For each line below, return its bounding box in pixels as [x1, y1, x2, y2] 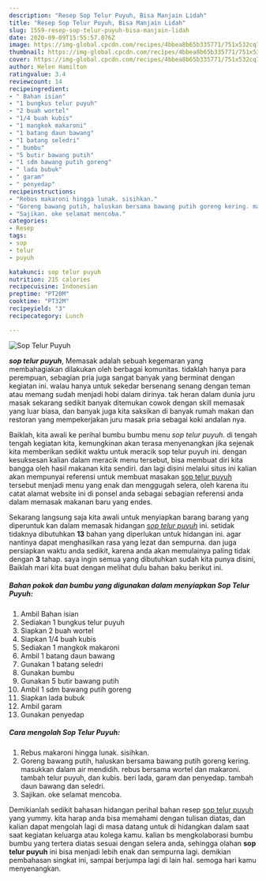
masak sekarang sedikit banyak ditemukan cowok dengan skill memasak [9, 398, 245, 407]
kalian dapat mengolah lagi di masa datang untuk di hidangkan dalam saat [9, 822, 249, 831]
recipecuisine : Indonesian [9, 283, 98, 291]
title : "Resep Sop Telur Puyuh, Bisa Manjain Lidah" [9, 19, 186, 27]
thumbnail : [9, 48, 45, 56]
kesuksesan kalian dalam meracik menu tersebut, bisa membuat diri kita [9, 455, 243, 464]
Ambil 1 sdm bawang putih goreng [20, 684, 132, 694]
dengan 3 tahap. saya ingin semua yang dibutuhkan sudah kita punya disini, [9, 554, 256, 564]
